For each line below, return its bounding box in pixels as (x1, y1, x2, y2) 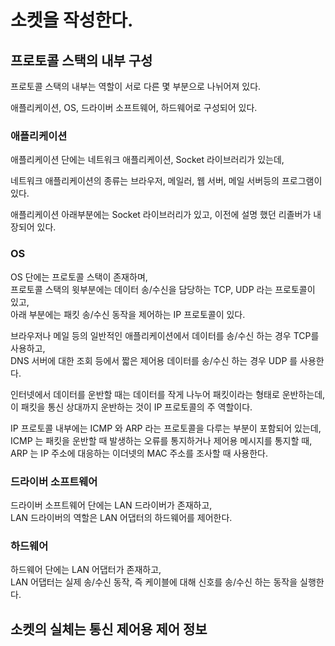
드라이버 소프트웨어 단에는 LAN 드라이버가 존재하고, (10, 499, 213, 511)
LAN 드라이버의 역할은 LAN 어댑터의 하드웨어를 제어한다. (10, 511, 233, 523)
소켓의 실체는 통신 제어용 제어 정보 (10, 621, 208, 638)
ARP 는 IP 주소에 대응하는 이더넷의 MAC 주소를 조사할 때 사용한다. (10, 447, 269, 459)
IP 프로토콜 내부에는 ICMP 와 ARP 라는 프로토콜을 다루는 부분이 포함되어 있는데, (10, 422, 322, 434)
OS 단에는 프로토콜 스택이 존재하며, (10, 271, 148, 283)
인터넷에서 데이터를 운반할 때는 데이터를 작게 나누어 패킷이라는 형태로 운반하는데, (10, 388, 326, 400)
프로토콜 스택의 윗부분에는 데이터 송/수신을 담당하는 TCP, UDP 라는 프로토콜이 (10, 283, 316, 295)
